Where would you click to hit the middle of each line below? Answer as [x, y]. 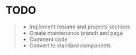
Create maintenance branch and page [76, 33]
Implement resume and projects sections [79, 27]
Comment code [48, 39]
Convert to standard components [70, 46]
